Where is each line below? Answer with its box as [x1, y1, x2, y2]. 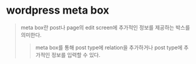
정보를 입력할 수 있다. [51, 51, 101, 58]
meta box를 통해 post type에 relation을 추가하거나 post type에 [35, 44, 182, 51]
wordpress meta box [6, 4, 110, 17]
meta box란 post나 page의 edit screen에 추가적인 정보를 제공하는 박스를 [20, 24, 191, 31]
